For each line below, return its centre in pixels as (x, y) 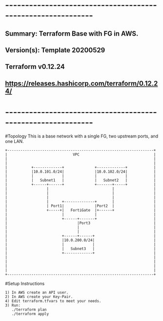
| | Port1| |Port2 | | (81, 206)
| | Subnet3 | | (81, 249)
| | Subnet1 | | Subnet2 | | (81, 180)
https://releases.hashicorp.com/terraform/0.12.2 (81, 83)
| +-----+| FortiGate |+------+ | (81, 210)
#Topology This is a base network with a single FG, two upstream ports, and (82, 136)
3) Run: (13, 305)
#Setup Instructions (25, 283)
